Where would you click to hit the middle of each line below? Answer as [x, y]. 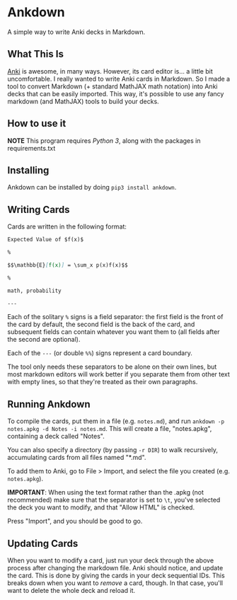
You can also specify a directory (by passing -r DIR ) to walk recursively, [112, 450]
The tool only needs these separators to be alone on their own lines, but [112, 367]
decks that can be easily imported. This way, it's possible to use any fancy [116, 93]
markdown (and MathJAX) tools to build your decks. [83, 101]
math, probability [34, 291]
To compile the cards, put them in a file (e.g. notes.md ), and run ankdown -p [116, 421]
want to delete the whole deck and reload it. [71, 591]
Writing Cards [39, 209]
